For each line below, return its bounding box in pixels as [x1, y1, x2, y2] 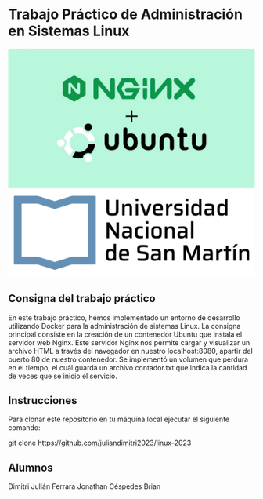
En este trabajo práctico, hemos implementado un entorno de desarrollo [8, 312, 240, 322]
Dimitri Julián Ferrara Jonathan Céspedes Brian [8, 482, 161, 491]
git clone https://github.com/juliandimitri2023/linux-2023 [8, 438, 192, 448]
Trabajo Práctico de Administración [8, 5, 243, 24]
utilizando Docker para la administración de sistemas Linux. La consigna [8, 321, 241, 330]
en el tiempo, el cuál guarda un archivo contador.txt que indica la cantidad [8, 362, 247, 372]
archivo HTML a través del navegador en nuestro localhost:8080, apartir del [8, 346, 253, 355]
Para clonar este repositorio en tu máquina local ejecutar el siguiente [8, 414, 229, 424]
